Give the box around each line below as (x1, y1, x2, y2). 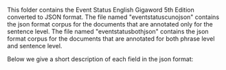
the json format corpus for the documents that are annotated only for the (7, 20, 213, 28)
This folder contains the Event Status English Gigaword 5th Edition (7, 6, 194, 14)
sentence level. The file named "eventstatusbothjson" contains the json (7, 27, 209, 35)
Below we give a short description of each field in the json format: (7, 55, 194, 63)
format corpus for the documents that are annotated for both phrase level (7, 35, 215, 43)
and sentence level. (7, 42, 63, 50)
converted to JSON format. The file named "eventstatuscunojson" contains (7, 13, 220, 21)
